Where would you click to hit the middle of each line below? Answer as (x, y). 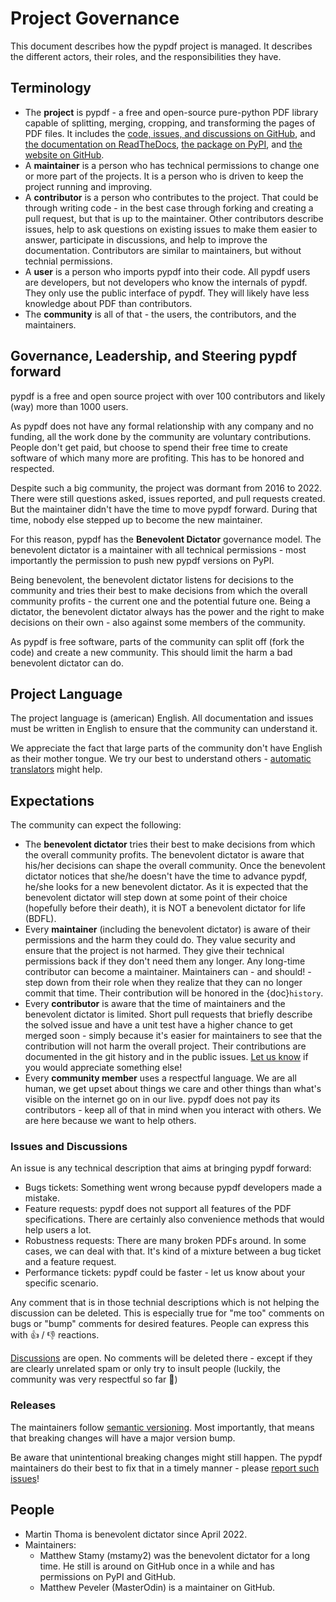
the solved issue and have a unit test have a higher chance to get (158, 1025)
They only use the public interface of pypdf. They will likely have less (167, 293)
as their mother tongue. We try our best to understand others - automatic (161, 759)
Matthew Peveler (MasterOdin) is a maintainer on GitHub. (157, 1587)
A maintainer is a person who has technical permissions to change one (172, 165)
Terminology (51, 88)
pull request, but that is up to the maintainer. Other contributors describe (174, 218)
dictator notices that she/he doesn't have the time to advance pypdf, (166, 876)
